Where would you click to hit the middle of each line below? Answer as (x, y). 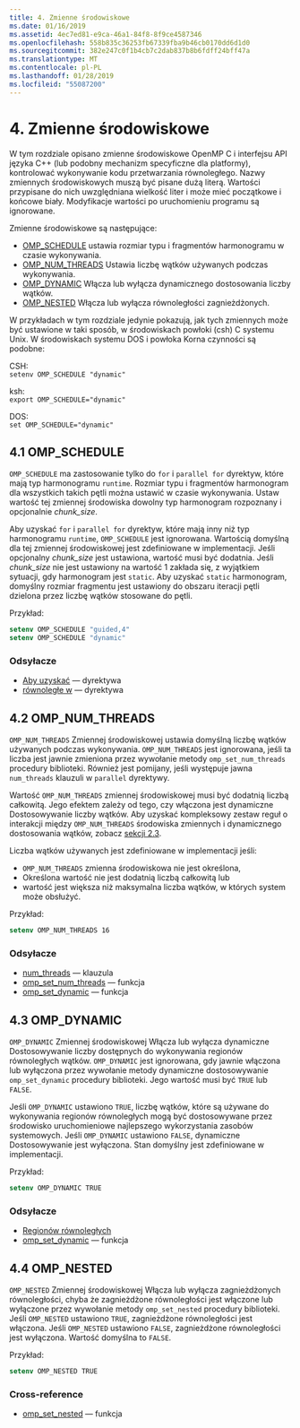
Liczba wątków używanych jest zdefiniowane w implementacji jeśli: (133, 851)
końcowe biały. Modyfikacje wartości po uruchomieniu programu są (134, 201)
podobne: (27, 348)
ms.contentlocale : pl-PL (56, 68)
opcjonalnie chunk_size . (54, 512)
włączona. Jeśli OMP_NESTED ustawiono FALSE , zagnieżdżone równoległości (145, 1328)
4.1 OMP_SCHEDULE (67, 452)
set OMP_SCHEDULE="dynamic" (62, 425)
